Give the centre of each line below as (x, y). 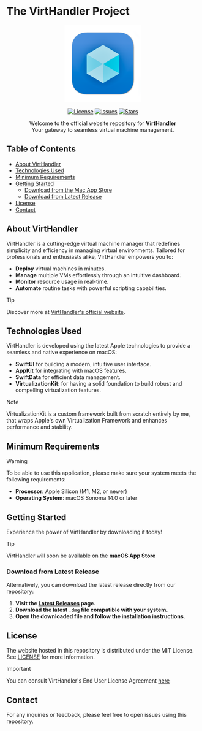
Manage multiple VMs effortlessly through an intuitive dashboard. (98, 275)
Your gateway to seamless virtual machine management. (103, 129)
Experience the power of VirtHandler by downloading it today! (84, 532)
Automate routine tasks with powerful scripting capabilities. (91, 288)
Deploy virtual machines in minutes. (60, 269)
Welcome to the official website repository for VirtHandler (103, 123)
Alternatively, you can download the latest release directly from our (91, 585)
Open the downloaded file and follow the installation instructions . (100, 616)
